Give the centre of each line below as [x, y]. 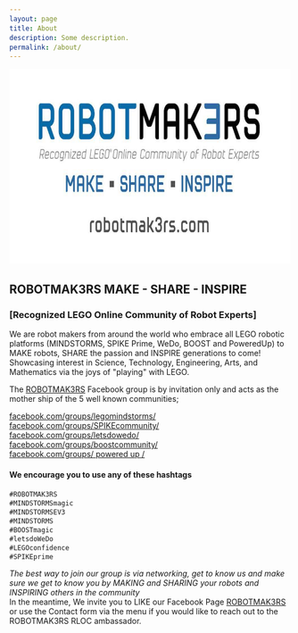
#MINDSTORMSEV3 [37, 512]
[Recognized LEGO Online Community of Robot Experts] [133, 314]
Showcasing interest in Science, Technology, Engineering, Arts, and [134, 362]
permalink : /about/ [46, 47]
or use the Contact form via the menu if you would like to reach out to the [144, 612]
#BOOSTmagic [31, 530]
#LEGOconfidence [39, 548]
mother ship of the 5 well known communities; [94, 398]
